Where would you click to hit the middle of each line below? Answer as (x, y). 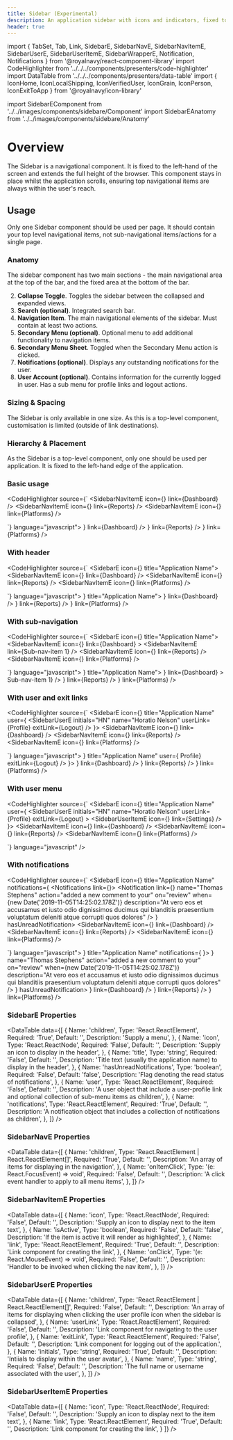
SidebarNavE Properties (49, 1137)
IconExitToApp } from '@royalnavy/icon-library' (75, 90)
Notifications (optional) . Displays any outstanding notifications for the (118, 362)
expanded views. (42, 303)
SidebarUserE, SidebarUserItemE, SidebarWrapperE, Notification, (101, 54)
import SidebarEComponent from (55, 104)
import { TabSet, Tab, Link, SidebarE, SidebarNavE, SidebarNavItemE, (107, 47)
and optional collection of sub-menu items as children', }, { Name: (101, 1097)
